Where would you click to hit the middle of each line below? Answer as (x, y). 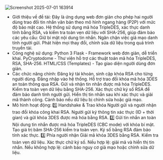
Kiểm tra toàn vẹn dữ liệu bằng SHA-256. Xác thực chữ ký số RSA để (81, 89)
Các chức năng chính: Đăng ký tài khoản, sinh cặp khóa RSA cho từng (82, 74)
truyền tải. (22, 48)
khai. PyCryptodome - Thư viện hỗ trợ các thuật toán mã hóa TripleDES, (84, 58)
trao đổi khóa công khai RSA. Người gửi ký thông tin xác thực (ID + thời (83, 112)
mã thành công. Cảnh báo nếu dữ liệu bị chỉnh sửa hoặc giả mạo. (77, 99)
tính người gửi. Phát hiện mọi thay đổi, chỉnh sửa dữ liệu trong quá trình (83, 43)
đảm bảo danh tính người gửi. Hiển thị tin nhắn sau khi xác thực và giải (82, 94)
